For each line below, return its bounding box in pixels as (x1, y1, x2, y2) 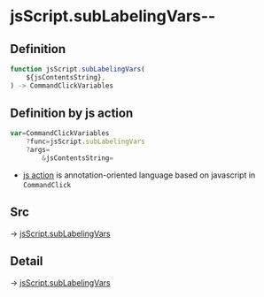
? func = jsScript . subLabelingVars (26, 137, 145, 147)
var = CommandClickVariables (10, 129, 110, 138)
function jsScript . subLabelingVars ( (10, 65, 145, 73)
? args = (26, 146, 50, 155)
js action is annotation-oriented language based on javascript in (22, 170, 256, 180)
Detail (10, 254, 43, 269)
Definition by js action (10, 106, 134, 121)
